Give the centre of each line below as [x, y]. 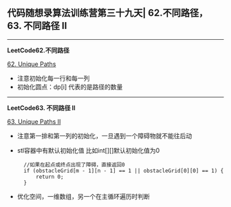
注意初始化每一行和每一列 [53, 78]
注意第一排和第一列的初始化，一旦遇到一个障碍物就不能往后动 [104, 135]
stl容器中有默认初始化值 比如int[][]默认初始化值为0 [88, 150]
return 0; [49, 177]
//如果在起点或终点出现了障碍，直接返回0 [74, 164]
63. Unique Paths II [34, 121]
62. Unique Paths [32, 64]
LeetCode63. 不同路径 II [41, 108]
